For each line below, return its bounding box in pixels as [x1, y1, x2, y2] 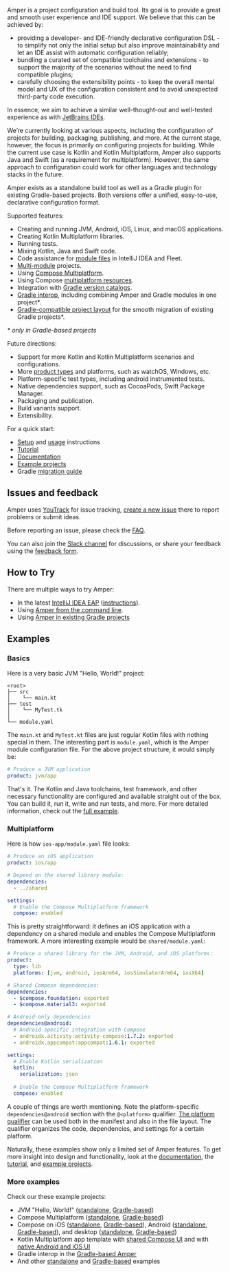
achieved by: [7, 21, 43, 28]
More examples [7, 1177, 60, 1187]
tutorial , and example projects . [7, 1160, 93, 1168]
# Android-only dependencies [7, 1014, 91, 1021]
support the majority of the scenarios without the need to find [16, 63, 192, 71]
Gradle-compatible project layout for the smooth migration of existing [16, 306, 214, 313]
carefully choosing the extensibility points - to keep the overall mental [16, 78, 215, 85]
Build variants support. [16, 404, 82, 412]
